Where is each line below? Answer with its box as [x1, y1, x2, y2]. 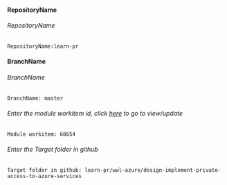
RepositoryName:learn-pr [7, 42, 79, 50]
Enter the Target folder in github [7, 146, 98, 154]
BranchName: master [7, 94, 64, 102]
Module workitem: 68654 [7, 130, 76, 138]
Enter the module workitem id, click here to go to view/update [7, 109, 183, 118]
